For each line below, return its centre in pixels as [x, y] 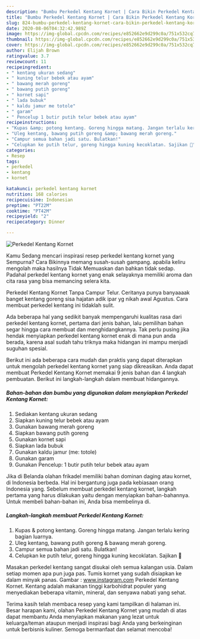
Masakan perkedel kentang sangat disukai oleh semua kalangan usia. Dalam [100, 567]
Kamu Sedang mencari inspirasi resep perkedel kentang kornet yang [90, 256]
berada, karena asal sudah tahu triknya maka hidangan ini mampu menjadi [97, 342]
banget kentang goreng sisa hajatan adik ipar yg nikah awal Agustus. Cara [97, 299]
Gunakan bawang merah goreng [54, 426]
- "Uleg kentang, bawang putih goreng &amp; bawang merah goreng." [92, 134]
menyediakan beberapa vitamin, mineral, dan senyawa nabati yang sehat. [96, 592]
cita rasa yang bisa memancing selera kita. [59, 281]
